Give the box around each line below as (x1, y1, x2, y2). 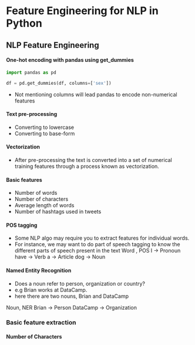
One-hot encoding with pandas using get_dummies (6, 57, 134, 64)
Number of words (14, 190, 58, 197)
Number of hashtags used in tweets (14, 208, 102, 215)
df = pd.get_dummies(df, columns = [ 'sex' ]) (6, 80, 112, 86)
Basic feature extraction (6, 319, 76, 327)
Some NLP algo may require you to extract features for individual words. (14, 234, 190, 242)
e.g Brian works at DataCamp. (14, 286, 88, 293)
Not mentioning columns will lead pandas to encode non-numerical (14, 91, 177, 98)
